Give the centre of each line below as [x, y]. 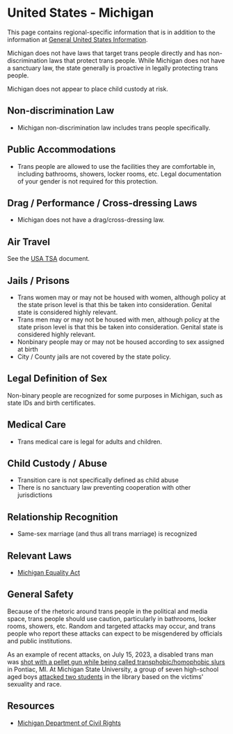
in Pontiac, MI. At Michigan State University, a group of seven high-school [113, 669]
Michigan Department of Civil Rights [69, 723]
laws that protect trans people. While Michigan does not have [137, 60]
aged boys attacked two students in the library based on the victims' [105, 676]
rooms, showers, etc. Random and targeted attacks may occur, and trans [111, 626]
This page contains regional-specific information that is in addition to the [111, 32]
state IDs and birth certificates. [51, 403]
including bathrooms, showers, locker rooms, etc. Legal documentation [119, 174]
